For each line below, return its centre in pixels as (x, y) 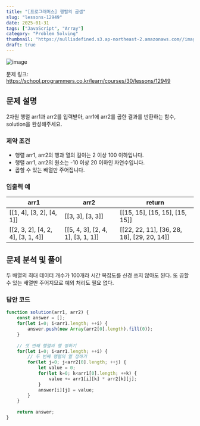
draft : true (21, 45)
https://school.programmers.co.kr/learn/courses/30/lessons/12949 (88, 80)
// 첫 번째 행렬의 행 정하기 (47, 346)
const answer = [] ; (41, 318)
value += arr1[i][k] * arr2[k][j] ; (93, 379)
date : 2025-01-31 (28, 23)
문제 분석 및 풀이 (34, 260)
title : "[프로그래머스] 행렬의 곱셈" (46, 12)
